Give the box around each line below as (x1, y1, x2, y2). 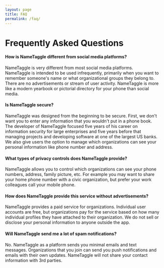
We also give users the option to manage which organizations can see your (5, 139, 157, 145)
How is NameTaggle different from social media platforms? (5, 54, 127, 60)
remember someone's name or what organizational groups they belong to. (5, 75, 155, 81)
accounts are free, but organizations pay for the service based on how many (5, 209, 160, 215)
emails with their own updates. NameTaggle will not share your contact (5, 252, 148, 258)
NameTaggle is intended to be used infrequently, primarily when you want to (5, 70, 159, 76)
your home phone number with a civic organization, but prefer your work (5, 177, 152, 183)
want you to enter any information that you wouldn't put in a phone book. (5, 118, 152, 124)
